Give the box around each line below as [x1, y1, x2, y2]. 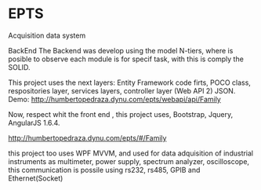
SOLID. [8, 62, 31, 71]
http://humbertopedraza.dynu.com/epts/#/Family [8, 133, 167, 142]
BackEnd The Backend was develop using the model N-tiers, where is [8, 46, 234, 55]
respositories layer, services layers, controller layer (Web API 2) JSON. [8, 86, 236, 95]
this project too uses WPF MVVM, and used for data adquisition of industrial [8, 148, 254, 158]
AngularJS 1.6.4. [8, 118, 60, 127]
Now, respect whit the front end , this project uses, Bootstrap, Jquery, [8, 109, 234, 119]
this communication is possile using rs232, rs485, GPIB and [8, 165, 201, 174]
